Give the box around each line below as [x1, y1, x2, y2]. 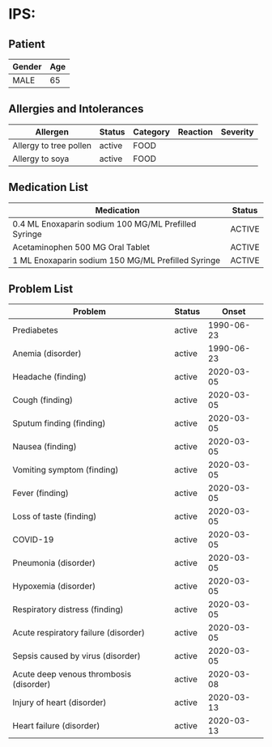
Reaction [177, 126, 213, 138]
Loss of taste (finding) [12, 511, 97, 522]
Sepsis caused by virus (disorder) [12, 651, 142, 662]
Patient [8, 37, 46, 51]
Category [133, 126, 170, 138]
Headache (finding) [12, 371, 87, 383]
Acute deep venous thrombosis [12, 668, 132, 680]
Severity [220, 126, 254, 138]
